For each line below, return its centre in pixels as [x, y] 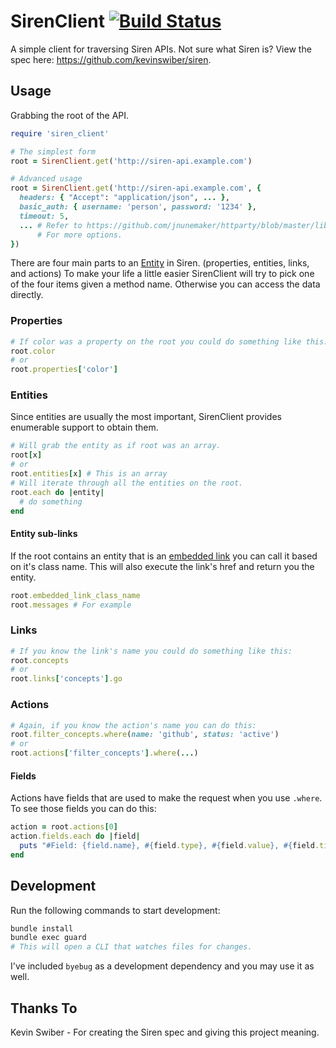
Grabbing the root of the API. [70, 115]
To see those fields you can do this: [83, 809]
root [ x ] [26, 455]
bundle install [42, 928]
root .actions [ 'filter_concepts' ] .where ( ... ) [104, 753]
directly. [27, 295]
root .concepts [40, 660]
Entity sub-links [44, 534]
